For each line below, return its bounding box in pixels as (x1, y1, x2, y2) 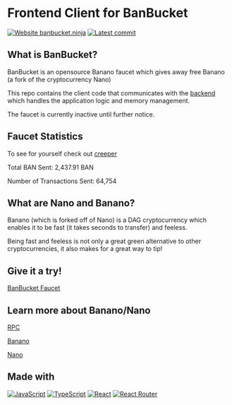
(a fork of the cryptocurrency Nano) (7, 75, 111, 83)
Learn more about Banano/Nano (7, 304, 151, 316)
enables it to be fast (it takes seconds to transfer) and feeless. (7, 223, 188, 232)
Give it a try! (7, 265, 62, 277)
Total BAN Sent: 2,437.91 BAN (7, 163, 94, 171)
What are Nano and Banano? (7, 196, 135, 209)
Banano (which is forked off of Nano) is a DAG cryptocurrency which (7, 216, 207, 224)
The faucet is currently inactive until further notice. (7, 110, 155, 118)
